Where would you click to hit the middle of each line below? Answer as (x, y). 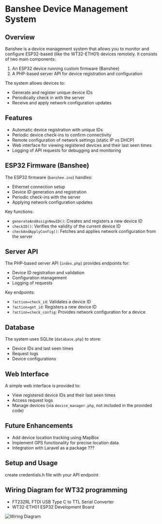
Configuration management (39, 278)
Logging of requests (32, 283)
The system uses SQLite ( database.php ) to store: (53, 339)
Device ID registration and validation (48, 273)
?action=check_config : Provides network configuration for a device (79, 312)
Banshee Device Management (66, 9)
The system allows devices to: (35, 83)
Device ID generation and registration (49, 192)
